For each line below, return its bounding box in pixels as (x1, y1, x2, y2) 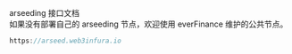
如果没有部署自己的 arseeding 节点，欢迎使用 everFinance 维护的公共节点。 (9, 19, 288, 29)
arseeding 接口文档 (9, 8, 80, 18)
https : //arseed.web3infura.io (9, 36, 122, 45)
